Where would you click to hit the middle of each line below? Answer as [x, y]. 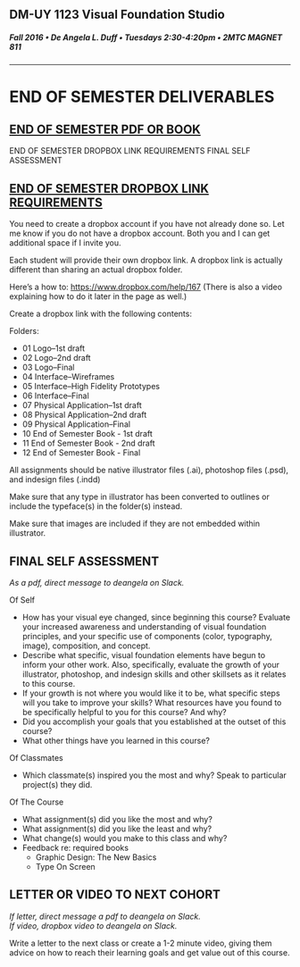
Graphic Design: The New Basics [96, 857]
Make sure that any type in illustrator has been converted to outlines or [139, 497]
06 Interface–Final [55, 396]
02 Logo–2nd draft [56, 358]
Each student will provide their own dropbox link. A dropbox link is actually [146, 260]
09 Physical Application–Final [76, 424]
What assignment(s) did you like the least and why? [117, 829]
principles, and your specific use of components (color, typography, [147, 636]
